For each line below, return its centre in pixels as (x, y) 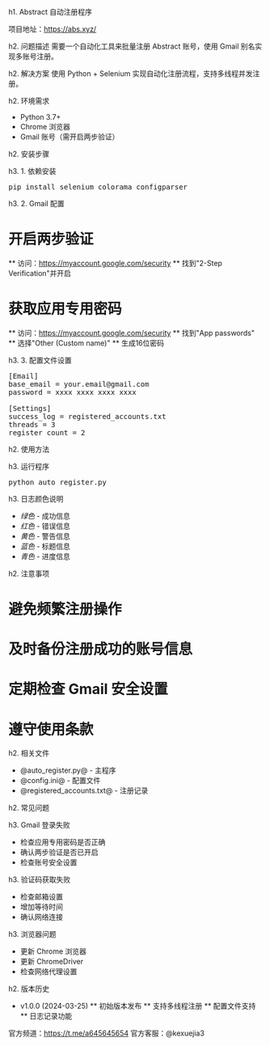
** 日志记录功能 (46, 1016)
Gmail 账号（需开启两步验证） (70, 137)
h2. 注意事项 (29, 574)
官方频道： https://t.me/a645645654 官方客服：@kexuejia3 (106, 1033)
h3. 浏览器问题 (32, 934)
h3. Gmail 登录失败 (39, 825)
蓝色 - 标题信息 (45, 546)
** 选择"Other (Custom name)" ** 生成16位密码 (86, 343)
